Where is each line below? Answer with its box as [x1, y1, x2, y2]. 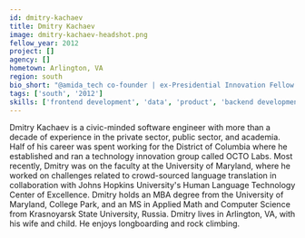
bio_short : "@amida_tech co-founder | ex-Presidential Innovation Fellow [9, 81, 295, 90]
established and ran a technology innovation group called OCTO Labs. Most [9, 151, 293, 162]
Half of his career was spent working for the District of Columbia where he [9, 141, 288, 152]
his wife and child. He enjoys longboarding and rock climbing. [9, 218, 241, 229]
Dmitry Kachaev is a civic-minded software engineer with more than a [9, 122, 271, 133]
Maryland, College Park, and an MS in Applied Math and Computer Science [9, 199, 290, 210]
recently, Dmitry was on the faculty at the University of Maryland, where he [9, 160, 290, 172]
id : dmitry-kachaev [9, 13, 84, 23]
